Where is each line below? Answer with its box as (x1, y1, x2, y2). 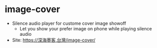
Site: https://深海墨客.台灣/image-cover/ (12, 37, 96, 43)
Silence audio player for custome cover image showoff (12, 20, 126, 26)
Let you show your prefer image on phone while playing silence (19, 25, 152, 31)
